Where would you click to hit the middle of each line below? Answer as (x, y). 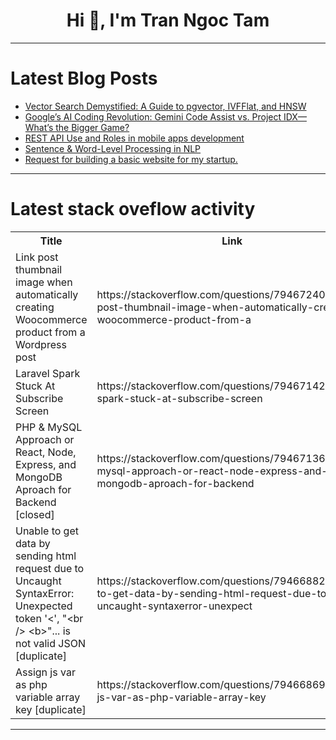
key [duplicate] (51, 709)
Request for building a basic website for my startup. (131, 159)
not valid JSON (51, 643)
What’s (39, 127)
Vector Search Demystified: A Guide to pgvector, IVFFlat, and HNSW (165, 106)
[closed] (35, 514)
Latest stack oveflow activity (133, 209)
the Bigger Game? (92, 127)
